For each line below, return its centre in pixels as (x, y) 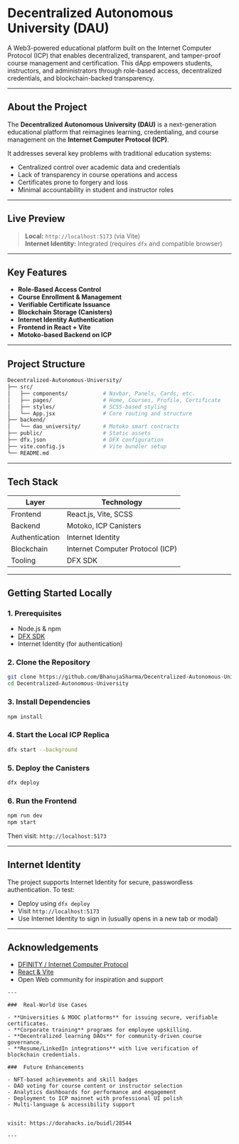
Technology (122, 502)
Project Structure (46, 364)
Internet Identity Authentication (65, 320)
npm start (22, 822)
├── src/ (20, 387)
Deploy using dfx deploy (54, 903)
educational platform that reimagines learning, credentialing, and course (113, 132)
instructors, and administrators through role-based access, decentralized (115, 70)
